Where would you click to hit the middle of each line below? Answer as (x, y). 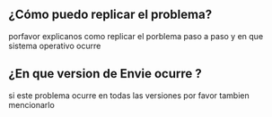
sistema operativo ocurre (55, 46)
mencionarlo (31, 104)
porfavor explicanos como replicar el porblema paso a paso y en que (136, 36)
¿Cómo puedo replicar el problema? (110, 15)
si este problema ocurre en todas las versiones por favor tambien (129, 95)
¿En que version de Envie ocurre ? (105, 74)
